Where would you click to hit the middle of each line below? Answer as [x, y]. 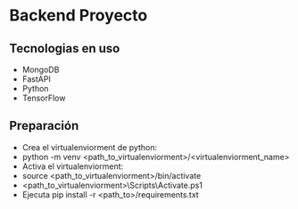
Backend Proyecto [79, 16]
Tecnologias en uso [65, 48]
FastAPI [36, 79]
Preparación [44, 126]
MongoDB [41, 69]
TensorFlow [44, 98]
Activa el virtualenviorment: [73, 166]
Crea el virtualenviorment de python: [90, 147]
